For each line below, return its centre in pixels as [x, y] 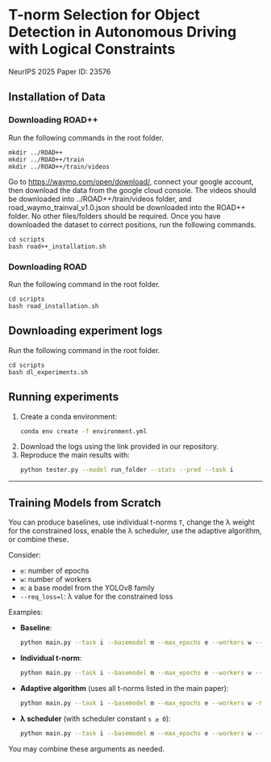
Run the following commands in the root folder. [86, 137]
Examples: [25, 613]
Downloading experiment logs [85, 331]
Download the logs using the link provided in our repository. [119, 447]
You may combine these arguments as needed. [87, 748]
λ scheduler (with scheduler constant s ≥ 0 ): [95, 718]
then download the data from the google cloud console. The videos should [132, 190]
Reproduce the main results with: [75, 455]
